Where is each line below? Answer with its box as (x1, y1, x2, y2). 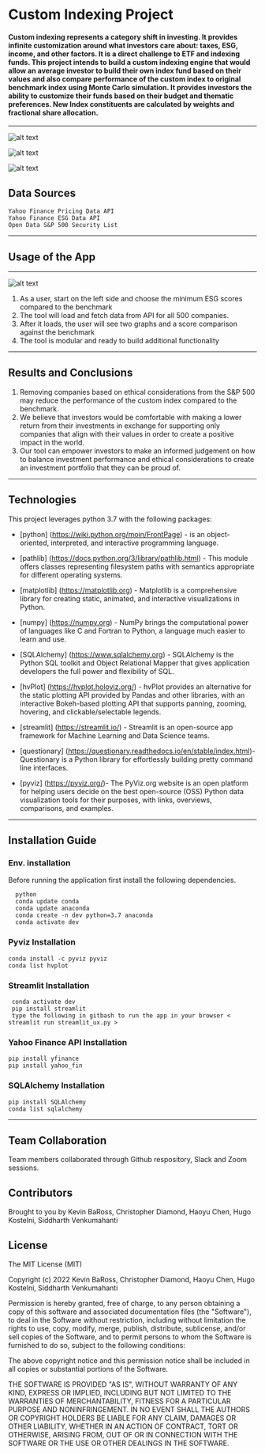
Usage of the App (8, 250, 96, 263)
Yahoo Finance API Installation (8, 1036, 128, 1047)
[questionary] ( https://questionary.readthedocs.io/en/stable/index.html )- (19, 746, 256, 755)
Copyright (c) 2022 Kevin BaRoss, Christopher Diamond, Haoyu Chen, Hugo (8, 1274, 255, 1284)
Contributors (8, 1186, 73, 1199)
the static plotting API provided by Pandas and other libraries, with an (19, 690, 245, 699)
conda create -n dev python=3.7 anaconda (15, 911, 154, 919)
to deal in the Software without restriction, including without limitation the (8, 1315, 246, 1324)
